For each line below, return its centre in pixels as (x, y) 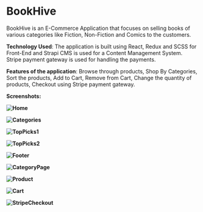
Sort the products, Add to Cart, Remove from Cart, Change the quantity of (99, 78)
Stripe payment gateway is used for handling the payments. (81, 59)
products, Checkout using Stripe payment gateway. (71, 84)
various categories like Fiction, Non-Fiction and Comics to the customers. (99, 34)
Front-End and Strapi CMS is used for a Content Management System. (94, 53)
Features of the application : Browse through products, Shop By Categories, (102, 71)
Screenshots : (24, 96)
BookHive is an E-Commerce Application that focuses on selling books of (98, 28)
